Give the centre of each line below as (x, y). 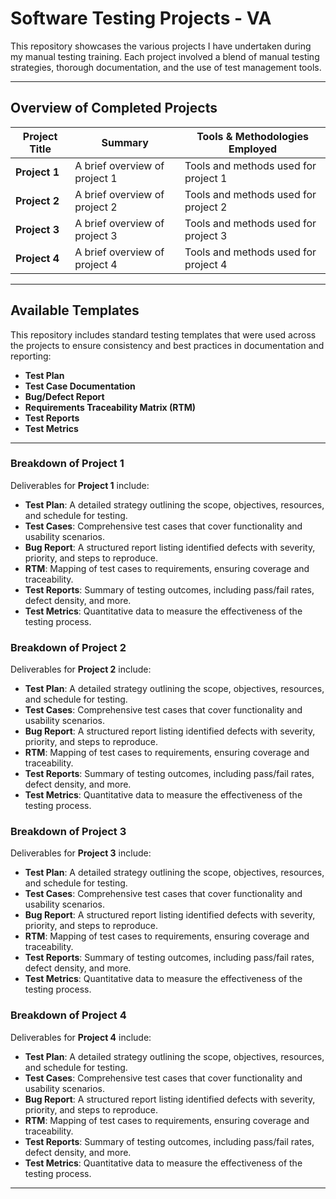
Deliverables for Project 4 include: (81, 1037)
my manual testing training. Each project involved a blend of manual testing (165, 56)
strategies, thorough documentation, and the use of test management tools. (166, 67)
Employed (253, 149)
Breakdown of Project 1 (67, 464)
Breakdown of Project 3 (68, 832)
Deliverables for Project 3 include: (81, 853)
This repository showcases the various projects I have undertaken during (161, 46)
